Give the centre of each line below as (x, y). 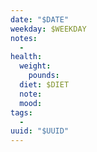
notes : (24, 38)
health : (26, 57)
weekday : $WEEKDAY (48, 29)
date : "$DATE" (40, 19)
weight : (35, 66)
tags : (21, 112)
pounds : (44, 76)
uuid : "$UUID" (40, 131)
